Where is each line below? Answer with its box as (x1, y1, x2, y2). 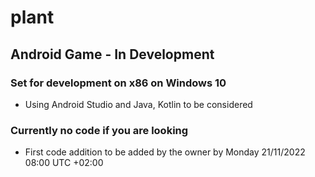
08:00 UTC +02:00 (24, 157, 104, 169)
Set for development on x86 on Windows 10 (10, 76, 227, 90)
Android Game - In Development (10, 46, 215, 63)
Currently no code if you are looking (10, 123, 189, 137)
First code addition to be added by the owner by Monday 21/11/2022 (24, 146, 306, 158)
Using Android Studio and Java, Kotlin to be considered (24, 98, 253, 110)
